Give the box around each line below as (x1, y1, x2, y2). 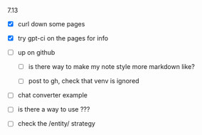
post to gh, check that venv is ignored (28, 77, 140, 85)
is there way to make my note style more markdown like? (28, 63, 196, 71)
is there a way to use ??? (17, 105, 90, 114)
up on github (17, 48, 55, 57)
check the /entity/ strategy (17, 119, 96, 128)
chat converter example (17, 91, 87, 99)
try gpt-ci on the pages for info (17, 34, 109, 43)
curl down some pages (17, 20, 85, 28)
